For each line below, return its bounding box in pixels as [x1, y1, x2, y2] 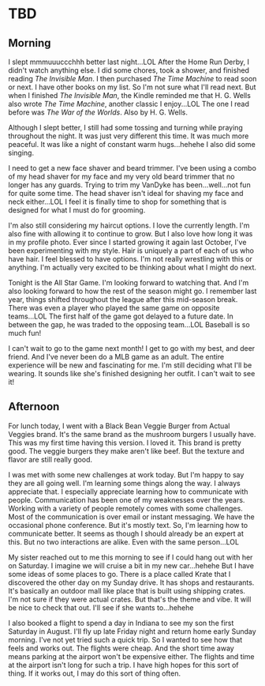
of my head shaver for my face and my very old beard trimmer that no [8, 171, 235, 181]
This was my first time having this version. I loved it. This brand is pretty [8, 438, 242, 447]
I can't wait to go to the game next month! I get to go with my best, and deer [8, 344, 256, 352]
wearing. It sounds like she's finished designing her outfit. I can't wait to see [8, 369, 256, 378]
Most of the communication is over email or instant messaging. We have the [8, 511, 255, 522]
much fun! [8, 329, 42, 337]
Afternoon [8, 400, 60, 413]
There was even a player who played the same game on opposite [8, 303, 220, 312]
